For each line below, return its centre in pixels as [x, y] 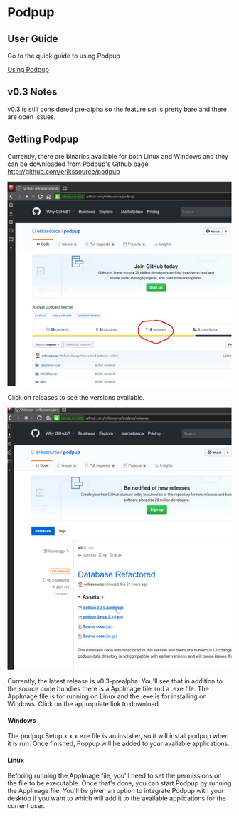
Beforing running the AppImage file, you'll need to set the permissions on [115, 776]
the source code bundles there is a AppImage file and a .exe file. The [108, 688]
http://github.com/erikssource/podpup [64, 171]
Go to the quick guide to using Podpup [64, 56]
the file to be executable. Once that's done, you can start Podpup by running [119, 783]
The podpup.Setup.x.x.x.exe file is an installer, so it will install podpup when [118, 736]
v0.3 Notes [32, 92]
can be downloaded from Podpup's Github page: [79, 164]
